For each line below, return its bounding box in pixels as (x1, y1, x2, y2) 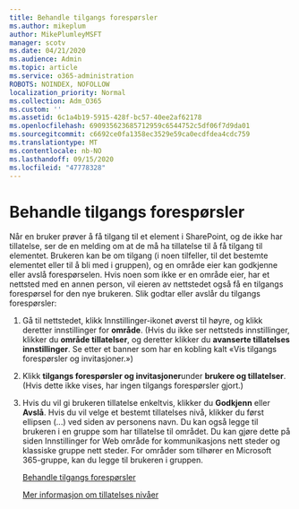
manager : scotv (9, 38, 66, 47)
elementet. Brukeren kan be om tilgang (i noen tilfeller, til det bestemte (9, 250, 269, 261)
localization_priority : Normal (9, 88, 126, 97)
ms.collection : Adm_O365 (9, 96, 102, 106)
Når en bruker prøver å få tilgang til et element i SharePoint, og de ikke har (9, 231, 284, 242)
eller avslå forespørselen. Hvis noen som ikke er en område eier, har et (9, 270, 270, 280)
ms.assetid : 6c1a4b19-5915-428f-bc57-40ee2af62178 (9, 113, 202, 122)
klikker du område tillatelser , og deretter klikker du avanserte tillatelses (21, 334, 291, 345)
